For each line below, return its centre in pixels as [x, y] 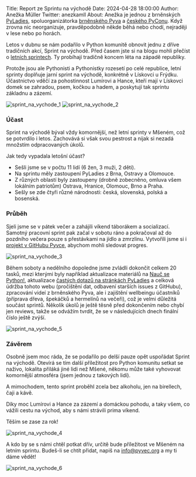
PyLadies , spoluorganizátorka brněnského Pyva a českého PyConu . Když [94, 21]
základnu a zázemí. [29, 93]
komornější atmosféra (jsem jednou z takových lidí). [68, 375]
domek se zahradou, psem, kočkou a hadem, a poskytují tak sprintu [88, 87]
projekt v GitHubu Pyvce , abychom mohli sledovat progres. [77, 245]
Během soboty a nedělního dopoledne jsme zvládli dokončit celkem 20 [91, 268]
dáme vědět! [21, 457]
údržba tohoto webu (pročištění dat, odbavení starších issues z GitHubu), [94, 286]
